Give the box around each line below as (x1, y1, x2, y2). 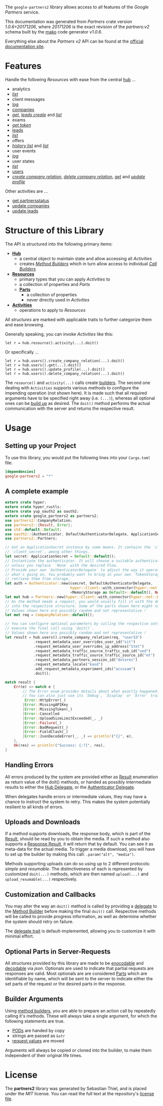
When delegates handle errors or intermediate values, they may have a (5, 793, 147, 799)
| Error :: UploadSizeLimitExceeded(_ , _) (22, 716, 103, 721)
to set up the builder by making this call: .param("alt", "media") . (5, 852, 135, 857)
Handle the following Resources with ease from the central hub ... (5, 76, 136, 82)
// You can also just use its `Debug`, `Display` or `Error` (22, 693, 149, 698)
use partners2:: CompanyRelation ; (5, 518, 73, 523)
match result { (5, 680, 36, 685)
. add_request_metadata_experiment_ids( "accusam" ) (33, 667, 136, 671)
